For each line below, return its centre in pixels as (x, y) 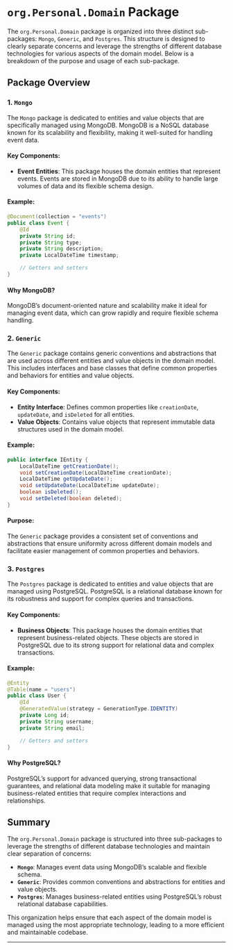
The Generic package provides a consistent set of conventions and (103, 537)
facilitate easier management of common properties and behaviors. (103, 551)
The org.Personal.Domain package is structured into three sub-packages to (115, 839)
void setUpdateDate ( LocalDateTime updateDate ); (89, 486)
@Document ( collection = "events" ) (57, 217)
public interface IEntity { (48, 459)
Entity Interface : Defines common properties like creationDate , (108, 407)
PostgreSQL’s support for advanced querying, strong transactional (102, 778)
